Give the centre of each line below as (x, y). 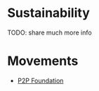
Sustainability (48, 13)
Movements (43, 61)
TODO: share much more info (50, 32)
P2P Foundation (40, 80)
